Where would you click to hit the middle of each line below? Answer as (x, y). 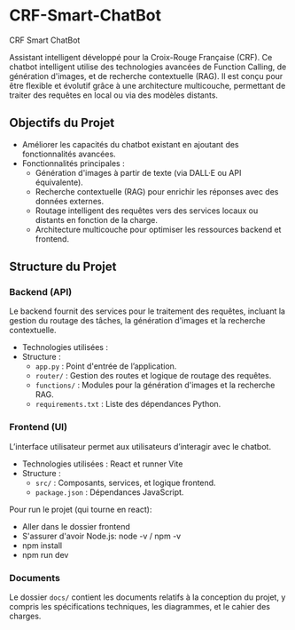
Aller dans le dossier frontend (76, 526)
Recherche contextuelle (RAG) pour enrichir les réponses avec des (157, 191)
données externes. (70, 201)
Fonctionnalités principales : (74, 163)
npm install (42, 545)
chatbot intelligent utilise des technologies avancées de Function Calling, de (148, 67)
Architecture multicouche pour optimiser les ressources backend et (158, 229)
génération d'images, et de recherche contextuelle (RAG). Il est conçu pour (146, 76)
